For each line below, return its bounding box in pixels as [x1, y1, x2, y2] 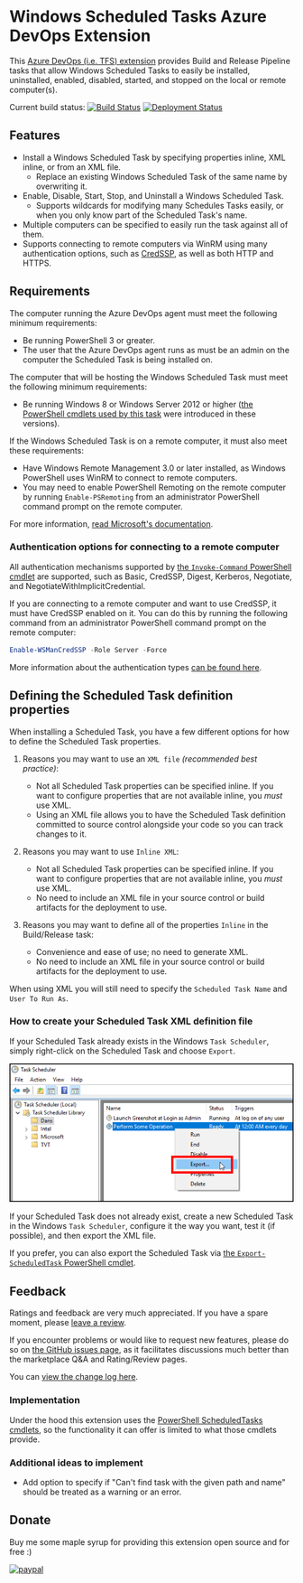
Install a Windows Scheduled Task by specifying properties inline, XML [22, 152, 286, 163]
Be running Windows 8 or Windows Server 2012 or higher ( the [22, 398, 254, 409]
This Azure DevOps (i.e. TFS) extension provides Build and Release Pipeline [9, 55, 291, 66]
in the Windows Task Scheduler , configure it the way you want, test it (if [9, 1221, 276, 1232]
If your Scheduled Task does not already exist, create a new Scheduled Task [9, 1211, 294, 1222]
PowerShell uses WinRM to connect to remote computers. [22, 472, 238, 482]
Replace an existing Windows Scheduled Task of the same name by [35, 171, 288, 182]
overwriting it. [35, 181, 87, 192]
